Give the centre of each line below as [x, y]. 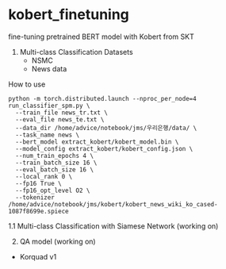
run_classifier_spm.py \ [49, 106]
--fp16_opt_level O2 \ [53, 190]
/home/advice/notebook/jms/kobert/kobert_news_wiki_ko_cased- [113, 204]
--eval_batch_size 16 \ [54, 169]
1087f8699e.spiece [38, 211]
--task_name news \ [48, 135]
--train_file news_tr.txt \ [62, 113]
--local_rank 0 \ [44, 176]
